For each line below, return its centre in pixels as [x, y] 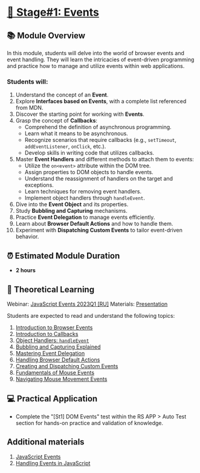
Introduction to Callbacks [47, 334]
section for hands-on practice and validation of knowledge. [89, 423]
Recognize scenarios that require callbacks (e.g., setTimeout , [101, 140]
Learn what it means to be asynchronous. [76, 133]
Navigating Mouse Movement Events [61, 379]
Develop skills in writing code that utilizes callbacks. [89, 153]
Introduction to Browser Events [54, 327]
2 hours [25, 270]
